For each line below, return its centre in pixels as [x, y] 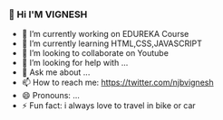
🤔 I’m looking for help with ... [75, 63]
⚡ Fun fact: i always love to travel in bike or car [108, 106]
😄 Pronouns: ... [51, 96]
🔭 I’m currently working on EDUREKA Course [105, 34]
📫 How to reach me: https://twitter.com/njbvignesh [117, 83]
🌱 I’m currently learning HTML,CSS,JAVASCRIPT [112, 43]
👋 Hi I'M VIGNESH [48, 14]
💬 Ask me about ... [56, 72]
